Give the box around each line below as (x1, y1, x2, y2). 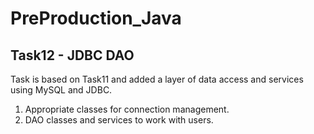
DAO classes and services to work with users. (24, 114, 214, 126)
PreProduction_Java (10, 7, 182, 30)
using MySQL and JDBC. (10, 84, 113, 96)
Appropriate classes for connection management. (24, 103, 230, 115)
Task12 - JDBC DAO (10, 47, 135, 64)
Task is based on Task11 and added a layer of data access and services (10, 73, 304, 85)
